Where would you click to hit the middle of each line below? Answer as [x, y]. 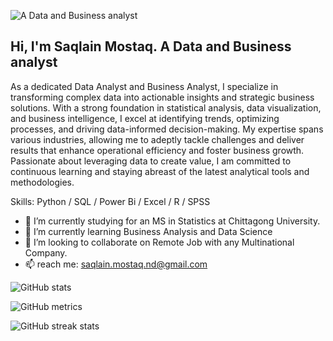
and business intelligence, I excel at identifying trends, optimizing [145, 118]
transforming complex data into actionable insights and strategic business [162, 97]
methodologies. [42, 182]
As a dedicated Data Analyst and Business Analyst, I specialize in [144, 86]
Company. [46, 252]
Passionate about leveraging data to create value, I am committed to [151, 161]
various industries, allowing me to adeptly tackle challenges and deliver [157, 139]
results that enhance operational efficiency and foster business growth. [157, 150]
